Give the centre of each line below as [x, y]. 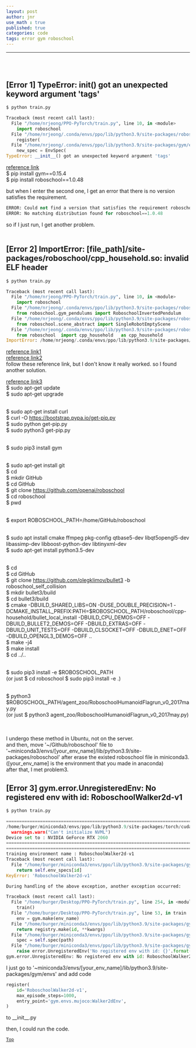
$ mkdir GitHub [24, 478]
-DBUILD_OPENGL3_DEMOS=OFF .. [49, 636]
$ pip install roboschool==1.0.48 [45, 180]
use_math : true [26, 22]
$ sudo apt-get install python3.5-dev [50, 550]
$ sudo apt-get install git [36, 465]
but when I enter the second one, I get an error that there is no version [90, 191]
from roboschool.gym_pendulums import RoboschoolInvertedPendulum [99, 314]
